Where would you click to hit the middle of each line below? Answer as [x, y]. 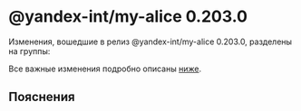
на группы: [29, 51]
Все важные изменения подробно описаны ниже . [105, 69]
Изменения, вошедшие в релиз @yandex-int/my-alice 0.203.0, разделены [150, 42]
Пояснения [42, 97]
